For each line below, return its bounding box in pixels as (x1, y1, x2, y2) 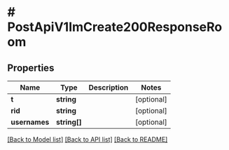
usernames (11, 117, 50, 127)
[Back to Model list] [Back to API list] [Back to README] (7, 135, 168, 144)
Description (88, 83, 129, 92)
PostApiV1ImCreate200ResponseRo (7, 19, 223, 35)
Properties (7, 62, 55, 74)
